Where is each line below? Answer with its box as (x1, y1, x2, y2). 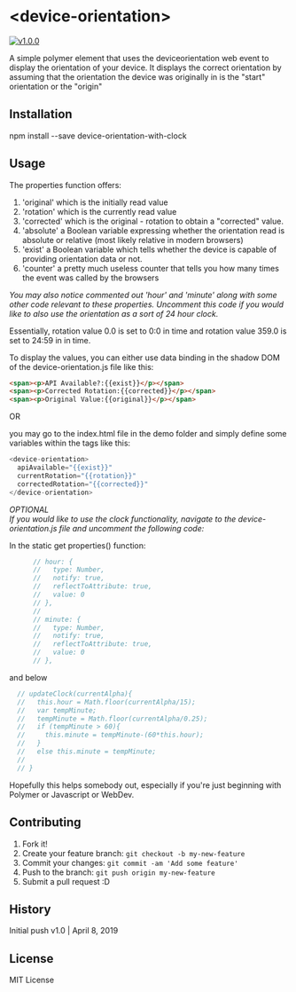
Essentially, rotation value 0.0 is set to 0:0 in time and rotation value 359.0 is (9, 326, 287, 336)
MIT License (9, 974, 55, 986)
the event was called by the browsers (21, 272, 160, 283)
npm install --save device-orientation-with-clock (9, 130, 188, 141)
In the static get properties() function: (9, 539, 146, 551)
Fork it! (21, 838, 49, 849)
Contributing (9, 815, 82, 831)
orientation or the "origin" (9, 81, 103, 91)
